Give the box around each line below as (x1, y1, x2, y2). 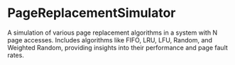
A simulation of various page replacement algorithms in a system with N (7, 28, 218, 37)
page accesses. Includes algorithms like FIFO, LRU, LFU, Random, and (7, 35, 213, 44)
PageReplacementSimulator (7, 5, 176, 21)
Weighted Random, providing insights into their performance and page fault (7, 43, 229, 52)
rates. (7, 51, 25, 59)
